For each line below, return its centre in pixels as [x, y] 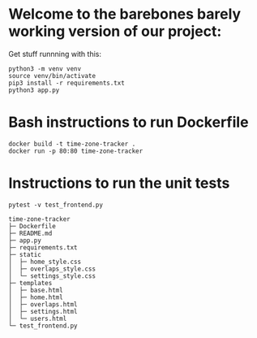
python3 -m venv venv [45, 69]
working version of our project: [115, 31]
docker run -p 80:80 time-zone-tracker [76, 151]
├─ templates [30, 283]
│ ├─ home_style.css [45, 262]
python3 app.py [34, 90]
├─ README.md [30, 233]
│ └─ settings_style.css [52, 276]
